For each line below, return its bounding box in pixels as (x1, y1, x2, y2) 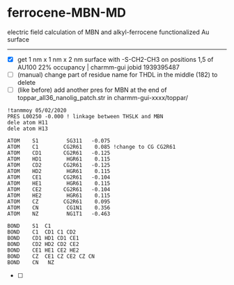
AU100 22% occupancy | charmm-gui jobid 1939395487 (17, 63, 180, 71)
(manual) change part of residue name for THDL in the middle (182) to (17, 71, 218, 79)
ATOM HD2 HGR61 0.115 (7, 168, 111, 175)
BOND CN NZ (7, 259, 54, 266)
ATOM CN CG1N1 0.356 (7, 204, 111, 211)
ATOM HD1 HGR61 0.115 (7, 156, 111, 163)
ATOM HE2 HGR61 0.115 (7, 193, 111, 199)
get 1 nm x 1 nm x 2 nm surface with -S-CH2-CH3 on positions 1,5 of (17, 55, 214, 63)
